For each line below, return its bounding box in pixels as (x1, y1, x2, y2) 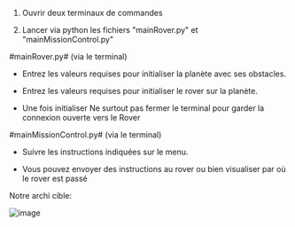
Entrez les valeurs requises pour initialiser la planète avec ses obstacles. (21, 68, 286, 79)
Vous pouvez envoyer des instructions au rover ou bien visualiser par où (21, 164, 286, 174)
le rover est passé (21, 173, 88, 184)
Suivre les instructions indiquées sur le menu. (21, 146, 189, 157)
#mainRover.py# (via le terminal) (9, 51, 128, 61)
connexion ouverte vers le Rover (21, 113, 141, 122)
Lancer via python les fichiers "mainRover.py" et (21, 25, 198, 35)
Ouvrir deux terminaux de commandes (21, 8, 163, 18)
